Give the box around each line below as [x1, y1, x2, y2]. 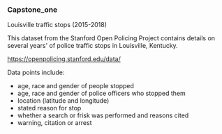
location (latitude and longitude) [17, 97, 110, 105]
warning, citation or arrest [17, 119, 92, 127]
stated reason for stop [17, 104, 82, 112]
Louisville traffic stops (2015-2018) [7, 21, 107, 29]
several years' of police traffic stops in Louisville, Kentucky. [7, 42, 178, 50]
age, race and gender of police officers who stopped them [17, 89, 186, 98]
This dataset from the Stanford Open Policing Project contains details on [7, 34, 215, 42]
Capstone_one [7, 5, 58, 15]
